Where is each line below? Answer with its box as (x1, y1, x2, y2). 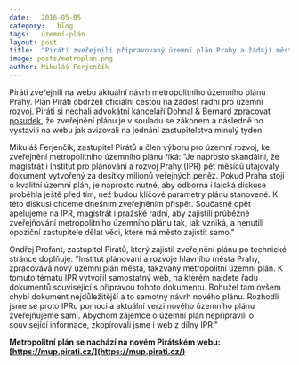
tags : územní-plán (9, 29, 86, 38)
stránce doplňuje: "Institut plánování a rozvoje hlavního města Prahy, (9, 253, 261, 264)
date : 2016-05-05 (9, 12, 82, 22)
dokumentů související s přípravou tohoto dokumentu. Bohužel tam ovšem (9, 282, 282, 292)
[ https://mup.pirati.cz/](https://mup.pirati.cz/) (9, 345, 186, 356)
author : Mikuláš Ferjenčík (9, 63, 109, 72)
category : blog (9, 21, 74, 30)
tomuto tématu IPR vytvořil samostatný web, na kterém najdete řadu (9, 272, 258, 282)
